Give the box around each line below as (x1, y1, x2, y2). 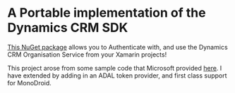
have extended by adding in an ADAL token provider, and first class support (7, 71, 227, 80)
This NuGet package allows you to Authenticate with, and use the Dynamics (7, 43, 228, 51)
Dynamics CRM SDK (7, 20, 128, 36)
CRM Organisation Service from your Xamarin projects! (7, 50, 167, 59)
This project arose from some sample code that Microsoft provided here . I (7, 64, 222, 72)
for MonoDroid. (7, 78, 52, 87)
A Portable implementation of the (7, 5, 206, 21)
